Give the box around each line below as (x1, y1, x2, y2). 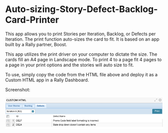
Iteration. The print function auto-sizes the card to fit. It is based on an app (5, 36, 159, 42)
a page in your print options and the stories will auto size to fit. (5, 62, 134, 68)
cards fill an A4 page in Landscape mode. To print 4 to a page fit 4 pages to (5, 56, 162, 62)
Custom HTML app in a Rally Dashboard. (5, 77, 89, 83)
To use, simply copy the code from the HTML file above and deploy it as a (5, 71, 158, 77)
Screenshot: (5, 86, 31, 92)
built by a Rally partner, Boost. (5, 41, 68, 47)
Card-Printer (5, 14, 59, 26)
